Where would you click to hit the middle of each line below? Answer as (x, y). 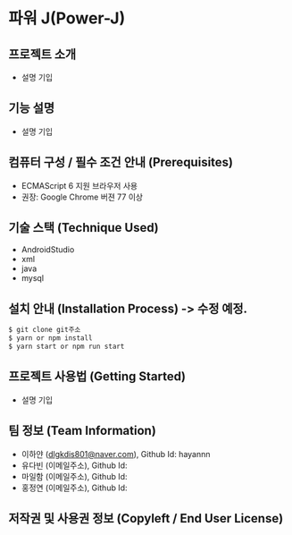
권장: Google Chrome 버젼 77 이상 (82, 197)
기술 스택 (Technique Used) (83, 228)
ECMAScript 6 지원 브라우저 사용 (79, 185)
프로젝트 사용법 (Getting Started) (97, 377)
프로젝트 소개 (42, 54)
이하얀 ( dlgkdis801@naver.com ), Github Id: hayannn (116, 454)
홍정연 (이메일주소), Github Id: (74, 488)
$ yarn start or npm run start (67, 346)
